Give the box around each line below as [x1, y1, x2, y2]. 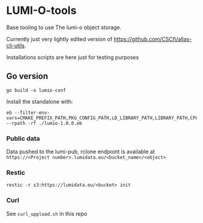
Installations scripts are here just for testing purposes [6, 53, 139, 61]
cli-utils [6, 42, 25, 49]
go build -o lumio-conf [6, 87, 66, 93]
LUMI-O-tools [6, 4, 77, 18]
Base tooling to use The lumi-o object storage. [6, 24, 122, 31]
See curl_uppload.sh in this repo [6, 210, 88, 217]
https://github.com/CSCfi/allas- [114, 35, 192, 42]
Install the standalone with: [6, 98, 74, 105]
